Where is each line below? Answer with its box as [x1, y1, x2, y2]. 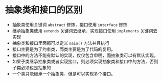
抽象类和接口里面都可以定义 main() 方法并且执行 [12, 40, 110, 46]
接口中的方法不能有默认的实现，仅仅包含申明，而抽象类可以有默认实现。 [12, 52, 158, 58]
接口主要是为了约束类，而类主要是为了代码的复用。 [12, 46, 116, 52]
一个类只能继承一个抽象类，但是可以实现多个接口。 [12, 71, 116, 77]
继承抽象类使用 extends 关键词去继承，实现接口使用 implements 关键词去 [12, 27, 158, 33]
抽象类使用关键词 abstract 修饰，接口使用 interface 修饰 [12, 22, 128, 27]
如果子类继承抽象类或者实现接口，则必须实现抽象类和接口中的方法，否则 [12, 58, 158, 64]
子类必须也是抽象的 [12, 64, 51, 70]
